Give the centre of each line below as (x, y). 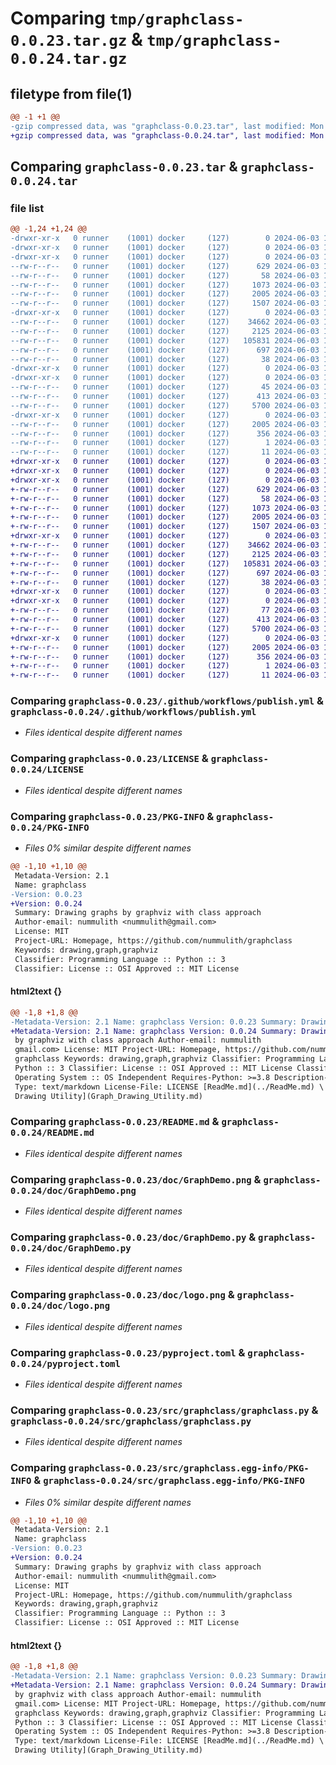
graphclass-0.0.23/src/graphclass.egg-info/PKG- (189, 1468)
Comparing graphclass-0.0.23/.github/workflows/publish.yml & (167, 701)
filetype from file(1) (71, 93)
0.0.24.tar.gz (69, 59)
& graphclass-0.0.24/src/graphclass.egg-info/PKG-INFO (169, 1480)
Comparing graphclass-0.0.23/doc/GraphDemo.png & (136, 1179)
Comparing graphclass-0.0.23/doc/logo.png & (122, 1295)
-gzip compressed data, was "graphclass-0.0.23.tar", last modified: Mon (167, 126)
